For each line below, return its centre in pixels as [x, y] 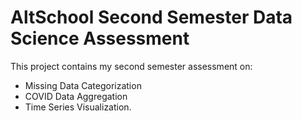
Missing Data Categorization [83, 85]
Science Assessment [100, 38]
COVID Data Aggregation [76, 96]
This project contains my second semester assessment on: [131, 66]
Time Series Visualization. [78, 107]
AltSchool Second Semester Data [151, 17]
